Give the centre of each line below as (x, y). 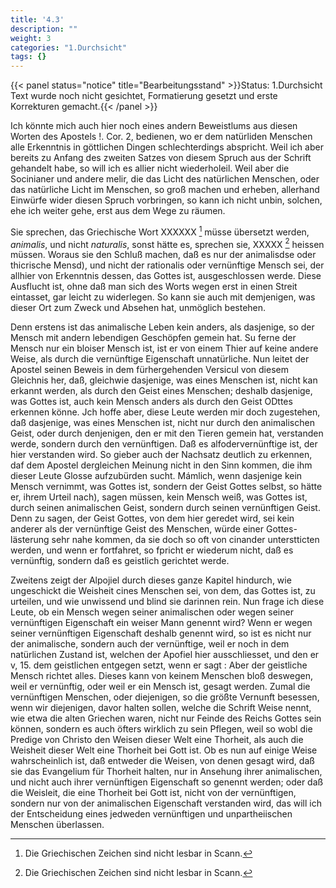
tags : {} (28, 57)
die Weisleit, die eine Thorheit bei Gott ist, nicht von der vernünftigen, (153, 793)
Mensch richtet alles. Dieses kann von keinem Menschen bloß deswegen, (161, 676)
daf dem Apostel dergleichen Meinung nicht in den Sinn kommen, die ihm (161, 465)
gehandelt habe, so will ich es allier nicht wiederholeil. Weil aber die (150, 168)
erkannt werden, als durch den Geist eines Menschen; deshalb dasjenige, (161, 391)
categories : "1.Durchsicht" (69, 47)
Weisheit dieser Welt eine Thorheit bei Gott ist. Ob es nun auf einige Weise (164, 750)
